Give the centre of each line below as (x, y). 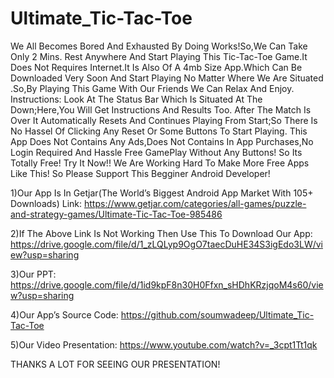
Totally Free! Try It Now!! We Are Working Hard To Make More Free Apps (160, 163)
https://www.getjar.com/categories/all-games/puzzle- (195, 203)
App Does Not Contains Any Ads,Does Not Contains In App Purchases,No (162, 141)
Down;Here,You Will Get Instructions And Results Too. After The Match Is (161, 109)
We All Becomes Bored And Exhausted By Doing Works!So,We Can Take (159, 46)
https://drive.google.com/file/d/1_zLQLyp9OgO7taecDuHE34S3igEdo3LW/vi (166, 244)
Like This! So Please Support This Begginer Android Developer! (140, 173)
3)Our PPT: (33, 274)
